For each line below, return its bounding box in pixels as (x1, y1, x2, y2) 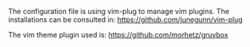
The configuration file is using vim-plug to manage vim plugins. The (8, 7, 230, 16)
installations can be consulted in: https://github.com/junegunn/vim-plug (8, 15, 244, 24)
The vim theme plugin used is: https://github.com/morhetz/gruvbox (8, 31, 229, 39)
